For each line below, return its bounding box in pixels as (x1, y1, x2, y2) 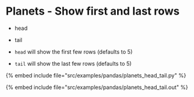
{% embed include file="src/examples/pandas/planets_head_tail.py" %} (5, 71, 187, 79)
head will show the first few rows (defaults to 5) (14, 48, 133, 56)
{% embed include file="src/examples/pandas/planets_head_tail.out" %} (5, 84, 189, 91)
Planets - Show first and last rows (5, 4, 180, 18)
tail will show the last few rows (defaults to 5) (14, 60, 132, 67)
